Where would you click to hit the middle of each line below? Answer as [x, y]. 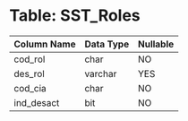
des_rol [29, 73]
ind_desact [37, 102]
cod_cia [30, 88]
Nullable [156, 44]
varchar [101, 73]
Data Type [107, 44]
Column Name [45, 44]
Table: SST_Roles [75, 16]
